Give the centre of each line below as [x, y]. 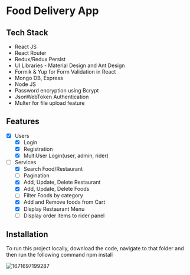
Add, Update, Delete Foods [56, 189]
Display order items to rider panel [64, 216]
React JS [26, 47]
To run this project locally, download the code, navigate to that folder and [95, 249]
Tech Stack [27, 33]
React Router [30, 53]
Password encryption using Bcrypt [57, 90]
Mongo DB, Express [39, 78]
